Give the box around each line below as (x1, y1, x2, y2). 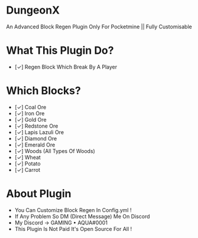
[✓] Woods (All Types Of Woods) (14, 147, 96, 154)
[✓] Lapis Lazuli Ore (14, 128, 64, 136)
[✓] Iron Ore (14, 110, 45, 117)
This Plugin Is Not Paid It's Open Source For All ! (14, 225, 132, 232)
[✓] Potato (14, 160, 41, 167)
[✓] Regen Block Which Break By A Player (14, 63, 118, 70)
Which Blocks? (6, 84, 81, 97)
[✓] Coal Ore (14, 103, 47, 110)
